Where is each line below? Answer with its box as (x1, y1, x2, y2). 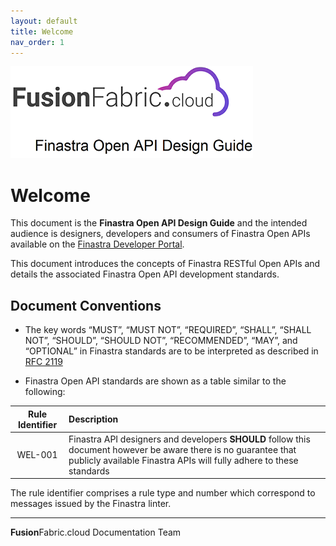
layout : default (10, 16, 78, 26)
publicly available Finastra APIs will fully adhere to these (68, 454, 299, 466)
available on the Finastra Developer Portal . (10, 238, 185, 250)
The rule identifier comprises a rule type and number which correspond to (10, 487, 316, 499)
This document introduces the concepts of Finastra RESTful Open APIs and (10, 258, 321, 270)
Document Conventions (10, 297, 162, 314)
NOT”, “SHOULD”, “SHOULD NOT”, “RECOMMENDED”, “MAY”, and (24, 335, 298, 347)
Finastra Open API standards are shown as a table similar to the (24, 375, 287, 387)
